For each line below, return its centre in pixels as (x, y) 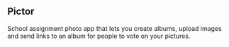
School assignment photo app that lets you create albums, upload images (114, 28)
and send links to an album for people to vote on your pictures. (99, 36)
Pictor (21, 12)
